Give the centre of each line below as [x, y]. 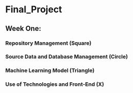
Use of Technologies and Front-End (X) [55, 84]
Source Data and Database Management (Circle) [66, 57]
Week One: [23, 29]
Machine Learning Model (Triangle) [50, 70]
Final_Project [34, 10]
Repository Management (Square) [49, 43]
